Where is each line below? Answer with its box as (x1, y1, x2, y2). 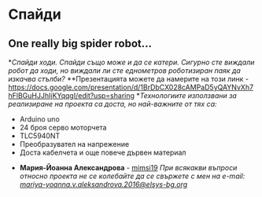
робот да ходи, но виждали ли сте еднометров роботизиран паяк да (8, 66, 242, 75)
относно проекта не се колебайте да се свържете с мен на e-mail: (19, 171, 245, 181)
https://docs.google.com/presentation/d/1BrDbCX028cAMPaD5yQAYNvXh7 (8, 82, 254, 92)
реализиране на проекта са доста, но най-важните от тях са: (8, 100, 218, 108)
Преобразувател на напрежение (19, 140, 130, 148)
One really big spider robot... (8, 37, 152, 50)
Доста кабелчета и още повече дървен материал (19, 148, 186, 157)
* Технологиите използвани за (136, 91, 238, 100)
